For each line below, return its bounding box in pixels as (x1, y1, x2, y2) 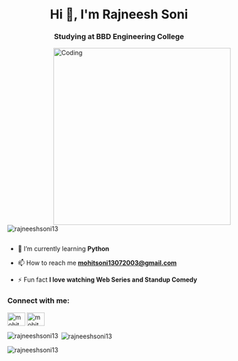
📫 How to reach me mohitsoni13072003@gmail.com (17, 258, 177, 268)
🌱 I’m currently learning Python (17, 244, 110, 253)
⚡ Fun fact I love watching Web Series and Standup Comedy (17, 275, 198, 284)
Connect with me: (7, 296, 70, 306)
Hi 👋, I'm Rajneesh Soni (50, 6, 188, 23)
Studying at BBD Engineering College (54, 32, 184, 42)
